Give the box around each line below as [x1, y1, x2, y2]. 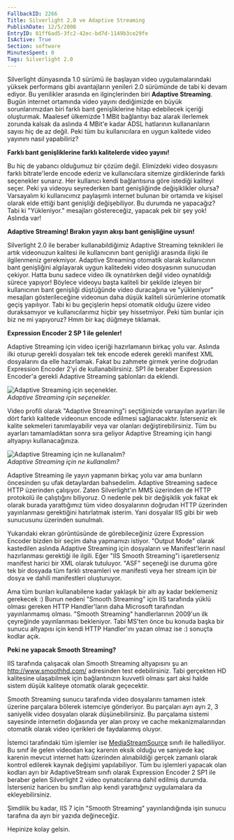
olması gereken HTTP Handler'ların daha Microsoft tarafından [7, 602, 184, 610]
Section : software [7, 43, 61, 50]
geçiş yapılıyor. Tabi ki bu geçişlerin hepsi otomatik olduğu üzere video [7, 300, 211, 309]
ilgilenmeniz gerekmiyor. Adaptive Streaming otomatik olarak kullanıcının [7, 255, 216, 264]
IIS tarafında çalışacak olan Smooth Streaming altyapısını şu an [7, 659, 188, 667]
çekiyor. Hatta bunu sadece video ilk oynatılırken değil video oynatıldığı [7, 270, 212, 279]
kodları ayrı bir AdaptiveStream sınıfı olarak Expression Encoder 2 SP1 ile [7, 768, 217, 776]
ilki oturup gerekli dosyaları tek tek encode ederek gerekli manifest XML [7, 349, 214, 358]
